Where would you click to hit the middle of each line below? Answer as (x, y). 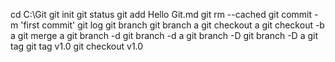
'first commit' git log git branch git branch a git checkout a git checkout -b (172, 25)
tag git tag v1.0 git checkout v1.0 (77, 46)
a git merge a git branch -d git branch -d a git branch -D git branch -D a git (164, 35)
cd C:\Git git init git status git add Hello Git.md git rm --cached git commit (161, 14)
